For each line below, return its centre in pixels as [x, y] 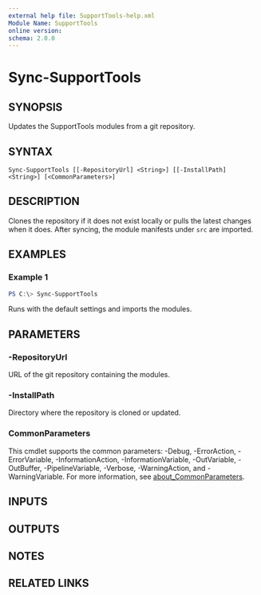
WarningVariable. [37, 476]
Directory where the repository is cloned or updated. [95, 412]
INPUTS [28, 502]
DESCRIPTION [44, 201]
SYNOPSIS [36, 107]
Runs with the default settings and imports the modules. [100, 309]
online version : [35, 30]
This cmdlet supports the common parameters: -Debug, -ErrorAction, [123, 451]
